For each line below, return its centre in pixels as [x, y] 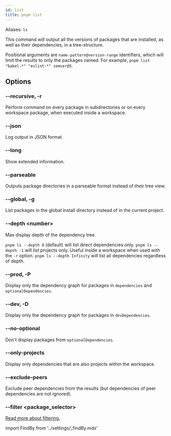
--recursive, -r [23, 96]
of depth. [15, 261]
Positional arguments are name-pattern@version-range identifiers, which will [84, 55]
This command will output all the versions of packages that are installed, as [84, 39]
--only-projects [25, 353]
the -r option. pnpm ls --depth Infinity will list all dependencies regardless [86, 255]
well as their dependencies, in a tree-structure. [54, 45]
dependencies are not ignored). [39, 394]
